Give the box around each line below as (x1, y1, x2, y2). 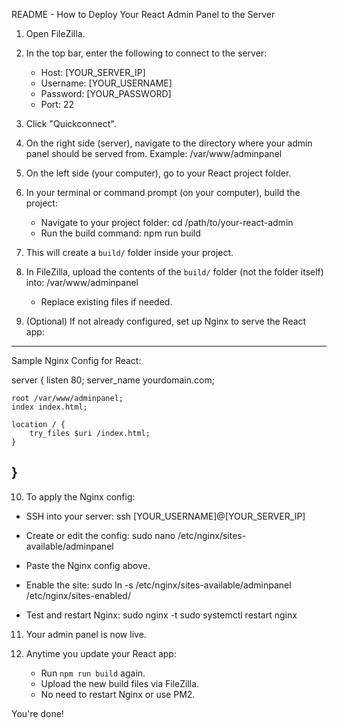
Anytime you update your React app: (25, 647, 177, 659)
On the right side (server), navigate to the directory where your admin (25, 137, 313, 149)
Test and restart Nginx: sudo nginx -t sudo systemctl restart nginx (25, 609, 298, 621)
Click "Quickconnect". (25, 118, 117, 129)
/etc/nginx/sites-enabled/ (25, 589, 131, 601)
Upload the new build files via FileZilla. (40, 677, 200, 689)
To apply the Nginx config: (25, 490, 136, 503)
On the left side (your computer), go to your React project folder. (25, 167, 292, 179)
